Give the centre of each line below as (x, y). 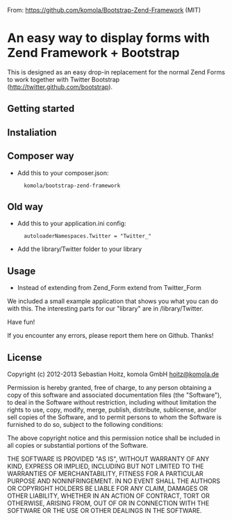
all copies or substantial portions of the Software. (77, 445)
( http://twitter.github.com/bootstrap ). (60, 87)
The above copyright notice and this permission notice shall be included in (114, 438)
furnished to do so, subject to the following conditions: (85, 424)
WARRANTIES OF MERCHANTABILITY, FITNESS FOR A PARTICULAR (105, 473)
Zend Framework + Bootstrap (93, 53)
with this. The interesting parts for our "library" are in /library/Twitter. (105, 309)
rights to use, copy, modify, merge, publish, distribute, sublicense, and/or (112, 409)
